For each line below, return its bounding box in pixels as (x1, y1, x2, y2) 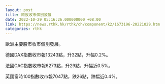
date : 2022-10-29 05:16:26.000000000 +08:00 (5, 17, 101, 22)
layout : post (5, 7, 33, 13)
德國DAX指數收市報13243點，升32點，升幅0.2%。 (5, 52, 111, 58)
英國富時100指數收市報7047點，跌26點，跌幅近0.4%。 (5, 73, 120, 79)
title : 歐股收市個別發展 (5, 12, 52, 17)
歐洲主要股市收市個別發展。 (5, 41, 63, 47)
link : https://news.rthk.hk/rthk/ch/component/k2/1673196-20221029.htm (5, 21, 160, 27)
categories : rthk (5, 26, 42, 32)
